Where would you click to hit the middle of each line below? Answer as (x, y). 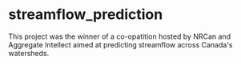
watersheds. (29, 53)
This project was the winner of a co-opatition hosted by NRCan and (119, 36)
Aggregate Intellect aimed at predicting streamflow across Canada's (120, 44)
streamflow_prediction (86, 15)
